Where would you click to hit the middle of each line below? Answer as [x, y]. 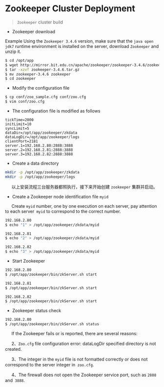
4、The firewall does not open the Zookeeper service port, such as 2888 [84, 375]
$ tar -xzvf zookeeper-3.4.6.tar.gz [42, 70]
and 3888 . [15, 381]
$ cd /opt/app [20, 60]
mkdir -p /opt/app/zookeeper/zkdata [42, 172]
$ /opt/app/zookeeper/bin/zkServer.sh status [52, 324]
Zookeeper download [33, 31]
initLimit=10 [18, 124]
